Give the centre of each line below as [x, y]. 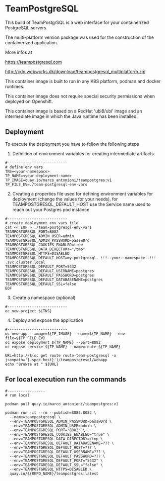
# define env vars [24, 167]
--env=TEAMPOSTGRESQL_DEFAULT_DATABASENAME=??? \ [62, 443]
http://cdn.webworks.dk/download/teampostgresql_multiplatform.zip [75, 71]
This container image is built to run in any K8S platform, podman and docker [83, 81]
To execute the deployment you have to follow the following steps [72, 144]
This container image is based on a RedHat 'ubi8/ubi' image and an [74, 111]
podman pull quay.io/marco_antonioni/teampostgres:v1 [62, 404]
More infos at [19, 52]
